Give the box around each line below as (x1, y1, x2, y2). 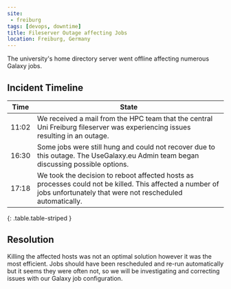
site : (7, 10, 23, 17)
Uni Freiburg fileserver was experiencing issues (36, 122, 191, 131)
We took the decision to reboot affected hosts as (36, 170, 194, 180)
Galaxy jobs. (7, 62, 43, 70)
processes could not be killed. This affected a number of (36, 179, 219, 189)
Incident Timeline (7, 82, 84, 94)
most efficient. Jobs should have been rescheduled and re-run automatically (7, 259, 224, 268)
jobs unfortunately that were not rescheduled (36, 187, 183, 197)
